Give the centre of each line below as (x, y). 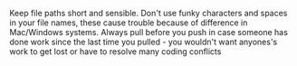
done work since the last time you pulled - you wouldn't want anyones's (144, 42)
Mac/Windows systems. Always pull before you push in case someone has (148, 32)
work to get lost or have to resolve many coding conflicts (115, 52)
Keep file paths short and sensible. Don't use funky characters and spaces (148, 13)
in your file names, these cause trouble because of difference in (129, 23)
